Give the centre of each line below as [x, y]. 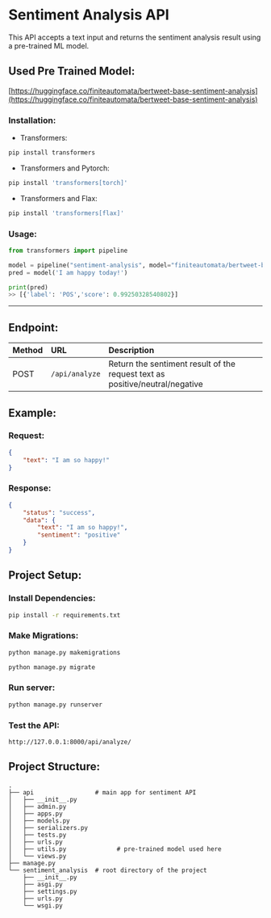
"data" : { [40, 520]
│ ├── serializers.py [48, 827]
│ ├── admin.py [38, 806]
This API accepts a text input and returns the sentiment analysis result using [135, 37]
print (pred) [28, 287]
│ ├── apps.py [35, 814]
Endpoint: [33, 328]
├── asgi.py [43, 884]
